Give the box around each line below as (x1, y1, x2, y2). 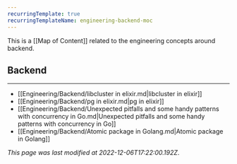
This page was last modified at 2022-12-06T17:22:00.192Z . (7, 148, 180, 157)
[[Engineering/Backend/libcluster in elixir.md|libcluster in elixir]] (17, 90, 202, 98)
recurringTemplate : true (7, 10, 80, 18)
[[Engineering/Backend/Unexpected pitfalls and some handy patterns (17, 105, 220, 113)
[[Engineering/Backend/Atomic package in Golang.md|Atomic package (17, 127, 224, 136)
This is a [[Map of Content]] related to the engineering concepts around (7, 36, 216, 45)
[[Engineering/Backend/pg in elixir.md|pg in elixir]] (17, 97, 164, 106)
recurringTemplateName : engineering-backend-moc (7, 17, 153, 24)
